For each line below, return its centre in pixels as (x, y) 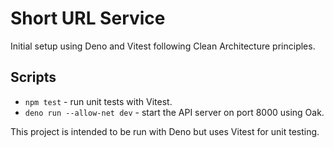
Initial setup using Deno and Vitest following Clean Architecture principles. (163, 46)
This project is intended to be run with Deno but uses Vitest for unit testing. (165, 131)
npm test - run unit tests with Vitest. (98, 101)
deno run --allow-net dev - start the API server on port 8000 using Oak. (174, 112)
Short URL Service (88, 18)
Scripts (33, 77)
